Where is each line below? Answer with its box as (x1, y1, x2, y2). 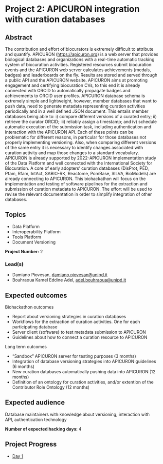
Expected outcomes (5, 291, 67, 300)
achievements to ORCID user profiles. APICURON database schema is (5, 93, 145, 99)
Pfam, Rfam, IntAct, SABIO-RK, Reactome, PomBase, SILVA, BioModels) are (5, 171, 156, 176)
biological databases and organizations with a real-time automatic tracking (5, 57, 155, 62)
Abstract (5, 33, 33, 41)
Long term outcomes (5, 343, 47, 349)
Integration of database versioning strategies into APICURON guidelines (12, 358, 157, 364)
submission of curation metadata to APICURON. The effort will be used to (5, 186, 152, 192)
